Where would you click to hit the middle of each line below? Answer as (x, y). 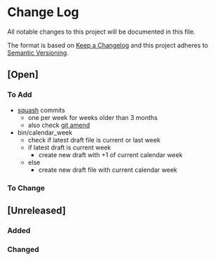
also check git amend (59, 125)
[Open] (23, 75)
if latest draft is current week (69, 147)
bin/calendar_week (45, 132)
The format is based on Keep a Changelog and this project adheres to (108, 45)
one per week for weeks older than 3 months (92, 117)
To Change (26, 188)
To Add (20, 95)
